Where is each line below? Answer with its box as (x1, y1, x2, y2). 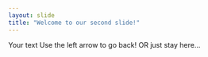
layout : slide (8, 11, 56, 20)
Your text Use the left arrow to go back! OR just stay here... (8, 40, 201, 49)
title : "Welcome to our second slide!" (8, 19, 141, 27)
